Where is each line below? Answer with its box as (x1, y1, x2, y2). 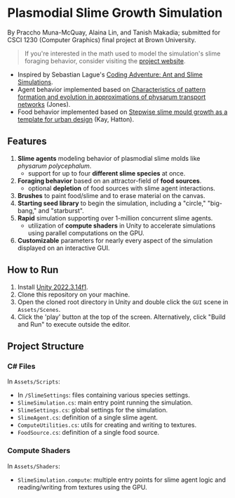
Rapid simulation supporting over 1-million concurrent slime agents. (17, 214, 213, 222)
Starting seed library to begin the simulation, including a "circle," (17, 199, 206, 207)
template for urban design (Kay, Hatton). (17, 114, 135, 124)
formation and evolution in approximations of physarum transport (17, 93, 206, 101)
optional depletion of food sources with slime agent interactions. (27, 184, 215, 192)
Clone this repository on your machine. (17, 290, 130, 299)
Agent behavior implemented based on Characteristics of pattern (17, 85, 206, 93)
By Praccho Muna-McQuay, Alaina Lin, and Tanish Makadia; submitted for (7, 28, 221, 37)
